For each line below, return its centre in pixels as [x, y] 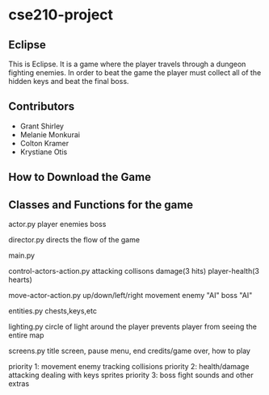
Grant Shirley [42, 126]
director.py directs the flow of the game [74, 240]
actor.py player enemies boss [57, 225]
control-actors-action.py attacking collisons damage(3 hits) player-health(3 [134, 271]
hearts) [20, 279]
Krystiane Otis [44, 152]
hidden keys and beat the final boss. [69, 81]
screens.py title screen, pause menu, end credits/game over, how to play [129, 351]
